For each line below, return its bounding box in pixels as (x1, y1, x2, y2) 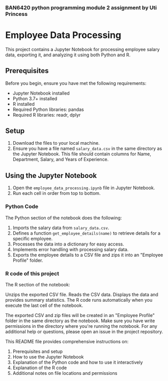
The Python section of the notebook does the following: (5, 214, 122, 221)
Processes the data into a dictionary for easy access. (12, 241, 124, 247)
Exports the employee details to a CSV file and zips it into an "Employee (12, 252, 163, 258)
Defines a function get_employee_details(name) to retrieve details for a (12, 230, 161, 236)
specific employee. (12, 235, 53, 241)
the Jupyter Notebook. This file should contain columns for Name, (12, 151, 152, 157)
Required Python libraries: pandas (12, 106, 84, 113)
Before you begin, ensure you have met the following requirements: (5, 80, 147, 86)
